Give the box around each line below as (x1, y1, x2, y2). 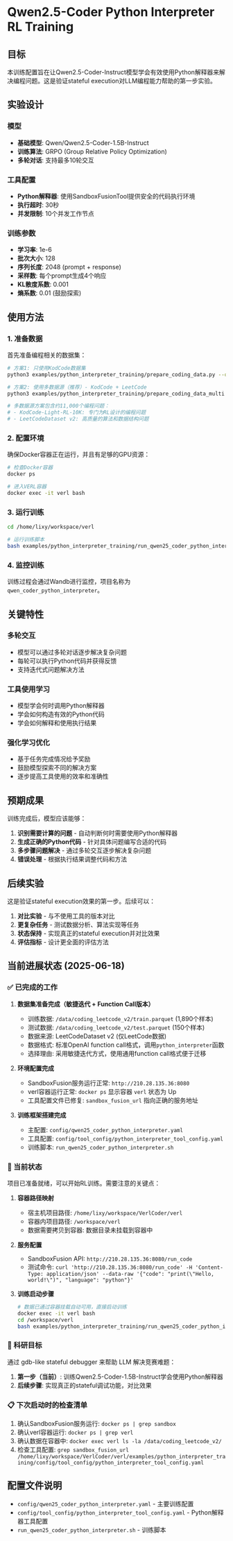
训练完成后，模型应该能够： (7, 814, 87, 823)
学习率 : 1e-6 (17, 246, 52, 254)
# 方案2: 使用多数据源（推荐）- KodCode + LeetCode (7, 383, 147, 391)
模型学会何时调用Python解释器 (17, 702, 105, 710)
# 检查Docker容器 (7, 464, 53, 471)
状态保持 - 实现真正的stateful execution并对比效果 (17, 929, 160, 938)
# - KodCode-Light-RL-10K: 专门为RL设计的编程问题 (7, 409, 146, 416)
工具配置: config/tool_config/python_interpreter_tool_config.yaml (27, 1134, 224, 1143)
